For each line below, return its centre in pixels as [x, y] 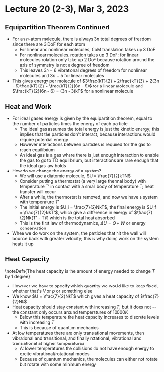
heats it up [23, 244]
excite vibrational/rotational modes [54, 354]
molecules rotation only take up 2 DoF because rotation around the [87, 60]
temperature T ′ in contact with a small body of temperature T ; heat [87, 186]
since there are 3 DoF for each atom [49, 44]
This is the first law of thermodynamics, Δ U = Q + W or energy [82, 223]
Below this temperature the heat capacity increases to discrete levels [89, 317]
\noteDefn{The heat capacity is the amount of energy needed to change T [80, 271]
